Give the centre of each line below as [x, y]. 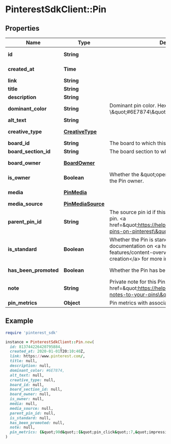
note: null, [23, 428]
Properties [22, 28]
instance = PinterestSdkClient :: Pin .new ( [50, 342]
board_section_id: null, [36, 389]
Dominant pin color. [133, 106]
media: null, [24, 404]
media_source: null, [32, 408]
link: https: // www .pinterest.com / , [48, 356]
